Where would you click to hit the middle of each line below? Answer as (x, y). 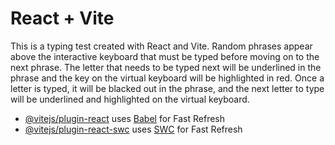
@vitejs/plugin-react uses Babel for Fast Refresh (125, 118)
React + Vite (62, 18)
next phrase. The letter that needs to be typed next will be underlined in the (166, 67)
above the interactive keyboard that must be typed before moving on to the (165, 56)
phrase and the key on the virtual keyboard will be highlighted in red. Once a (167, 78)
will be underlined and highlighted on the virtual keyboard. (130, 99)
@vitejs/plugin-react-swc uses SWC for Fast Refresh (133, 129)
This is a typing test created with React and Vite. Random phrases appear (161, 46)
